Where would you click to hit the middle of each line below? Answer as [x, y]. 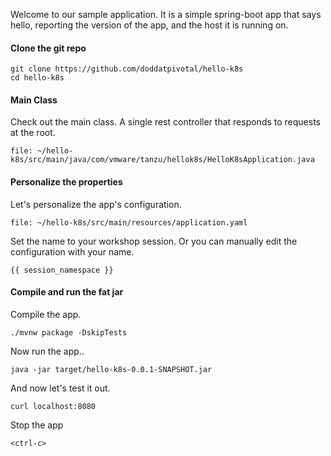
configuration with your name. [72, 251]
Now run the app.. [47, 351]
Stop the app [37, 425]
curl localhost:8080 [53, 406]
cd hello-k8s [37, 78]
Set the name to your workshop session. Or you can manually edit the [154, 241]
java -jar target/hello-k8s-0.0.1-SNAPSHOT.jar [111, 369]
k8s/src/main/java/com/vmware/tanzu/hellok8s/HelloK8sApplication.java [162, 160]
